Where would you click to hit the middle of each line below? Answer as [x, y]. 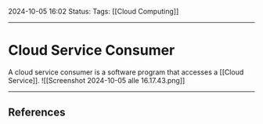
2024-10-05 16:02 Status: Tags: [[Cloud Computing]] [94, 11]
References [37, 113]
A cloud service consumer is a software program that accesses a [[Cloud [126, 72]
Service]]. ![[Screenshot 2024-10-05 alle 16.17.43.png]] [97, 80]
